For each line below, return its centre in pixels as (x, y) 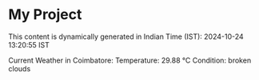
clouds (20, 68)
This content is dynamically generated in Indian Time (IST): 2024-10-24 (126, 36)
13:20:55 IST (29, 44)
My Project (45, 15)
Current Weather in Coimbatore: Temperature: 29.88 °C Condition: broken (130, 60)
